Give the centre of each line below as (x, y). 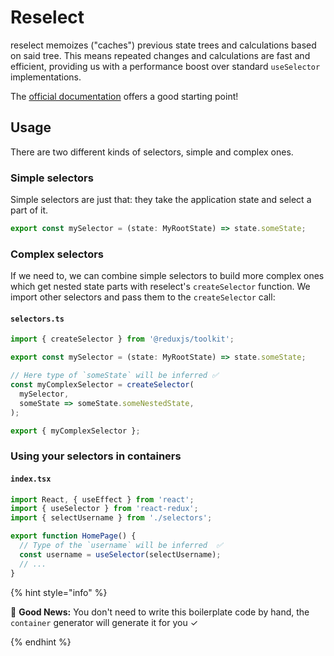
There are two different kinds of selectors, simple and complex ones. (152, 152)
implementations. (46, 77)
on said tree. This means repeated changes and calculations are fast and (160, 55)
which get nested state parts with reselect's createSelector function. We (160, 287)
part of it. (29, 210)
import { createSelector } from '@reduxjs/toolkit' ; (122, 339)
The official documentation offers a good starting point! (124, 96)
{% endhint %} (41, 642)
